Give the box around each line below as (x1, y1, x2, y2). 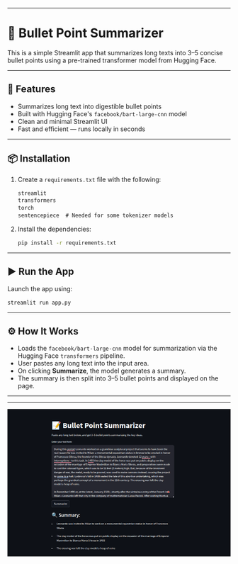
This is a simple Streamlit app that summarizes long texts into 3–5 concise (7, 48, 223, 57)
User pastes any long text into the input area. (17, 359, 149, 368)
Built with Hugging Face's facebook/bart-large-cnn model (17, 109, 188, 118)
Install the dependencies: (17, 225, 92, 234)
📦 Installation (7, 153, 71, 165)
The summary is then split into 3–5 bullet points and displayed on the (17, 374, 219, 383)
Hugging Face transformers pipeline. (17, 351, 125, 360)
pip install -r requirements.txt (17, 239, 117, 247)
